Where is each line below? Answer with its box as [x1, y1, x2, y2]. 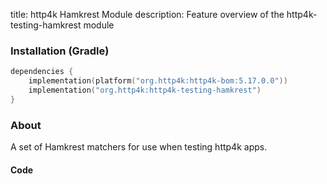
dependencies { [10, 67, 74, 77]
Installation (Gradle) [10, 44, 110, 58]
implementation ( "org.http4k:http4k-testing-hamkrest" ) [28, 85, 262, 96]
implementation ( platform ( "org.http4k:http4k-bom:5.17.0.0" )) [28, 76, 288, 86]
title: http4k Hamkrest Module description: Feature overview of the [10, 9, 285, 20]
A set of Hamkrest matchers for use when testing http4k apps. [10, 141, 268, 153]
